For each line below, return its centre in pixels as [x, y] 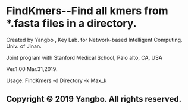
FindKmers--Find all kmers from [87, 11]
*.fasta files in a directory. [71, 23]
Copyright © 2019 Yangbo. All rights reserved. [94, 99]
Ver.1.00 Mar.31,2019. [32, 69]
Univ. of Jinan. [24, 46]
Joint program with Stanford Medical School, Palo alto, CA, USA [84, 57]
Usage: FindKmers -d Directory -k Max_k [57, 80]
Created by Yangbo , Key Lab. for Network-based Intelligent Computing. [94, 40]
